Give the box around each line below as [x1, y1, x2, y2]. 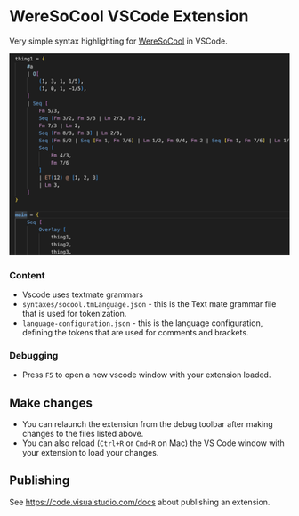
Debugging [9, 349, 59, 361]
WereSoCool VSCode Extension [9, 6, 249, 27]
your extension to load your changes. [21, 447, 159, 458]
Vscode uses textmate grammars [21, 289, 144, 300]
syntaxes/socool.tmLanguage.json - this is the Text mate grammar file [21, 298, 277, 309]
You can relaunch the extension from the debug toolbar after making [21, 419, 273, 430]
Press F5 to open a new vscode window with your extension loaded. [21, 369, 271, 380]
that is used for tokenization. [21, 308, 127, 318]
